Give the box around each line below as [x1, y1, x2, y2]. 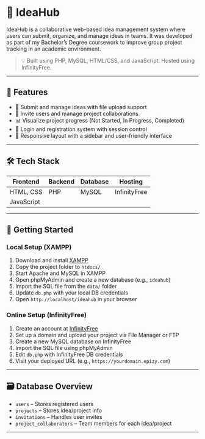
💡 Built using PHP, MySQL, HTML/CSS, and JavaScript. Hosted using [21, 57, 195, 64]
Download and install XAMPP [15, 257, 88, 264]
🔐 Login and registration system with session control [15, 125, 148, 133]
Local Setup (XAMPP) [6, 243, 72, 251]
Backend [48, 177, 75, 185]
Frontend [12, 177, 40, 185]
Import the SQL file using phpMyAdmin [15, 344, 113, 351]
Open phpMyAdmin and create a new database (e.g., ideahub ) [15, 276, 171, 284]
